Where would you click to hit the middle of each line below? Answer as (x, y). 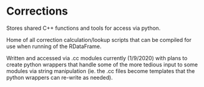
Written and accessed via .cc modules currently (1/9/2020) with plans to (97, 58)
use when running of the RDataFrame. (54, 46)
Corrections (37, 11)
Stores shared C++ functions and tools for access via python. (83, 28)
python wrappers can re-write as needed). (60, 77)
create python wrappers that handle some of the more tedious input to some (102, 64)
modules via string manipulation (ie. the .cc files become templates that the (100, 71)
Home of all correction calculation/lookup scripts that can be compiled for (99, 40)
